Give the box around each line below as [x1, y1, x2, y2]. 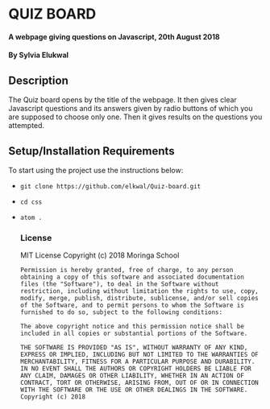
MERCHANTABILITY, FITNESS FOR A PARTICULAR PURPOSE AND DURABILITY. [19, 357, 255, 366]
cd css [19, 198, 43, 206]
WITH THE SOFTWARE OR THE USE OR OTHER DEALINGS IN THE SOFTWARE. [19, 386, 248, 395]
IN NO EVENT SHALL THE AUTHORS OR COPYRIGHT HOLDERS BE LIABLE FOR [19, 365, 251, 373]
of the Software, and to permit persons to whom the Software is [19, 301, 244, 310]
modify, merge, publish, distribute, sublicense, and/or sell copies [19, 295, 260, 303]
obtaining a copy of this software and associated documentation [19, 273, 244, 282]
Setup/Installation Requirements [8, 144, 175, 158]
